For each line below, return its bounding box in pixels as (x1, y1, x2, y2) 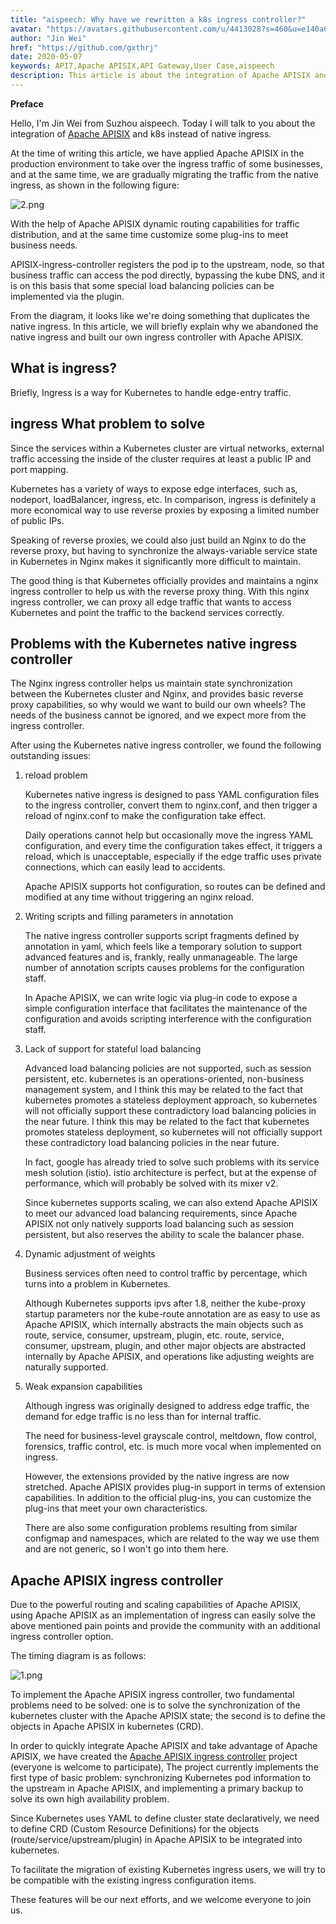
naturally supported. (24, 1361, 109, 1373)
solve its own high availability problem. (10, 1793, 170, 1805)
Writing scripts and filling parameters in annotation (24, 911, 234, 923)
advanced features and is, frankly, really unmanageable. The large (24, 951, 298, 963)
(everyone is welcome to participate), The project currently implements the (10, 1761, 319, 1773)
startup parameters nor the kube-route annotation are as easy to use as (24, 1308, 321, 1320)
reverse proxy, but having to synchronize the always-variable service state (10, 544, 318, 556)
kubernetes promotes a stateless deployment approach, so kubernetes (24, 1094, 318, 1106)
